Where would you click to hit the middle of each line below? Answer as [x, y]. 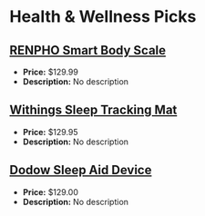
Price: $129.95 [51, 132]
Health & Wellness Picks [103, 17]
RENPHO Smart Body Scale [88, 50]
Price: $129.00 [51, 191]
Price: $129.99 [51, 72]
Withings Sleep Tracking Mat [93, 110]
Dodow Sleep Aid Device [81, 170]
